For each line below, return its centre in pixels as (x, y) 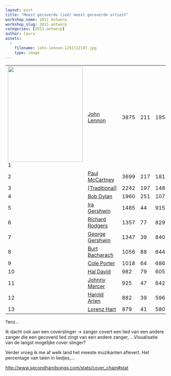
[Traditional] (102, 188)
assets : (13, 39)
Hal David (99, 271)
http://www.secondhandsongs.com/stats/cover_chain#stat (67, 367)
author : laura (20, 34)
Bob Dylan (100, 196)
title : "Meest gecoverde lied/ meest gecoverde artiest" (67, 15)
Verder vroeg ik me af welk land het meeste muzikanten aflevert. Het (77, 352)
